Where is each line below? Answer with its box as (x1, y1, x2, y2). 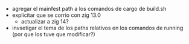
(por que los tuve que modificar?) (11, 31, 95, 38)
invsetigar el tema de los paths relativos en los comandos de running (11, 24, 184, 31)
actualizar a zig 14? (21, 18, 69, 25)
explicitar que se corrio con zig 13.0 (11, 11, 101, 19)
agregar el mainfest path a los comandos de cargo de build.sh (11, 5, 167, 12)
